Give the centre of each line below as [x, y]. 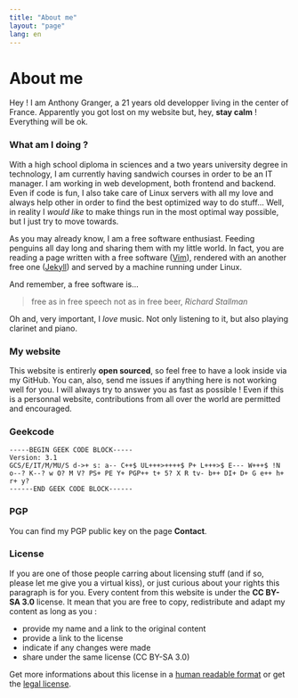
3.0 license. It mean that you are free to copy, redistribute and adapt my [153, 602]
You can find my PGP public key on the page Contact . [108, 530]
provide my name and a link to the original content [114, 628]
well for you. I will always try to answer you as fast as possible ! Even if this [147, 390]
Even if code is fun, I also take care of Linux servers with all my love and [141, 193]
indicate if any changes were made [86, 647]
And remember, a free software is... [74, 284]
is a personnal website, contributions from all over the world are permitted [145, 398]
